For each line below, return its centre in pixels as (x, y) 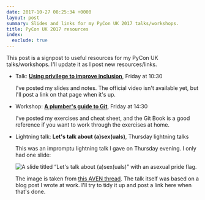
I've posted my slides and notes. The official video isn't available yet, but (107, 88)
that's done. (30, 191)
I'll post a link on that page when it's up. (65, 94)
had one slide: (33, 155)
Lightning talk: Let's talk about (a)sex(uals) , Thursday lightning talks (102, 136)
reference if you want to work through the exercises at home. (92, 125)
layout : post (23, 18)
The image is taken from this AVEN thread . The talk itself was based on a (107, 179)
